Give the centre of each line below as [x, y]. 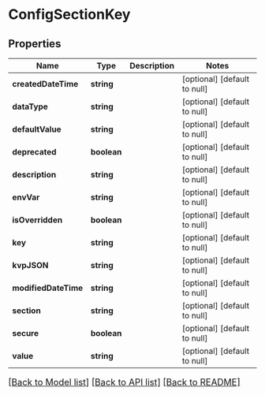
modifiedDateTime [48, 288]
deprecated [34, 152]
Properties [35, 44]
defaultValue [37, 129]
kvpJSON [30, 265]
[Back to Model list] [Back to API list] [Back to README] [124, 382]
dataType [30, 106]
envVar [26, 197]
